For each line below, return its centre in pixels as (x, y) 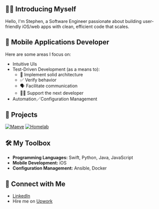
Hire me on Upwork (32, 201)
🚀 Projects (21, 115)
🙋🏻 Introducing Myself (41, 9)
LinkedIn (21, 196)
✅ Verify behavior (38, 80)
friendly (13, 26)
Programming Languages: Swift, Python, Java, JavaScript (73, 158)
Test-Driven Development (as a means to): (56, 69)
